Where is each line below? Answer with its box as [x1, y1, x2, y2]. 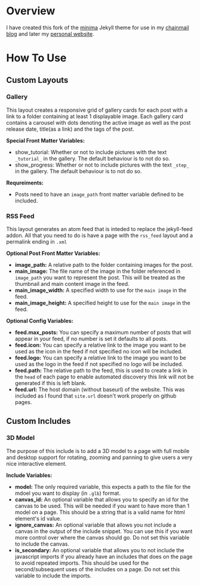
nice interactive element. [6, 460, 67, 467]
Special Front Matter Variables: [6, 137, 85, 144]
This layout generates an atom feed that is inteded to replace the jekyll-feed [6, 226, 193, 233]
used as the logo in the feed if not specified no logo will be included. [14, 361, 183, 368]
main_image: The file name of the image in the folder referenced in [14, 267, 181, 275]
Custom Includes [6, 416, 71, 426]
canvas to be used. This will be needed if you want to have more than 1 [14, 502, 190, 509]
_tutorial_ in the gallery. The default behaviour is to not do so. [14, 155, 170, 162]
